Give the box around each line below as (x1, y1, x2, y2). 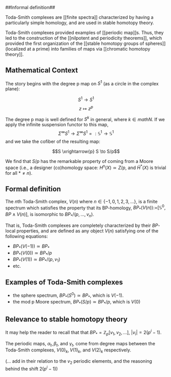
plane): (5, 86, 20, 92)
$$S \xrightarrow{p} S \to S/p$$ (52, 148, 120, 155)
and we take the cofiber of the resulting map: (5, 138, 101, 145)
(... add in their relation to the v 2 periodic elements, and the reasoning (5, 358, 153, 365)
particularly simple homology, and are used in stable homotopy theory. (5, 20, 155, 26)
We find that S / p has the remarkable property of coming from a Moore (5, 158, 154, 164)
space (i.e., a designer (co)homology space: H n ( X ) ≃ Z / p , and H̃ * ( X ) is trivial (5, 163, 166, 171)
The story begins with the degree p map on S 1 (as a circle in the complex (5, 79, 159, 86)
